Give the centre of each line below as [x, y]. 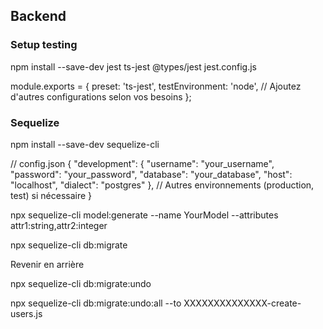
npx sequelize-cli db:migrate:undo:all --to [96, 303]
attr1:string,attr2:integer [59, 225]
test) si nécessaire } [51, 195]
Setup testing [44, 45]
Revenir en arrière [47, 264]
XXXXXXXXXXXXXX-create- [242, 303]
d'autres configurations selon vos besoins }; [101, 96]
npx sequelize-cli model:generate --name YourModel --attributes [144, 215]
